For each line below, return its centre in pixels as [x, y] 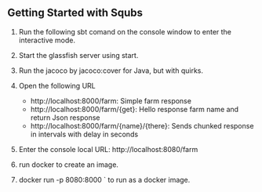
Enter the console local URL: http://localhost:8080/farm [108, 149]
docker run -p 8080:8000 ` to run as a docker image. [104, 179]
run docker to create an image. [69, 165]
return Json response [65, 118]
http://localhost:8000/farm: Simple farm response [111, 100]
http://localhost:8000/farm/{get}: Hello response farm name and [135, 109]
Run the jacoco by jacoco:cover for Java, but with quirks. [111, 71]
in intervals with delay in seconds [84, 134]
